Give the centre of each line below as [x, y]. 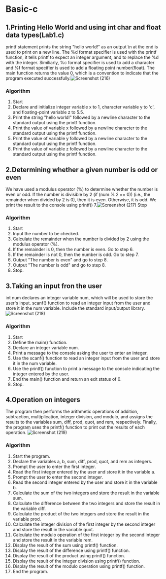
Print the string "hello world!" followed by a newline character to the [82, 117]
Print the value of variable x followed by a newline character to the [80, 128]
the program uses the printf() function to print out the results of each [75, 427]
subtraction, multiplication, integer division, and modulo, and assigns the [79, 417]
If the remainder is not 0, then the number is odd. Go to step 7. [76, 254]
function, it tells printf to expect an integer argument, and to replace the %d [82, 57]
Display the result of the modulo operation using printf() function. [79, 566]
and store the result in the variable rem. [53, 540]
